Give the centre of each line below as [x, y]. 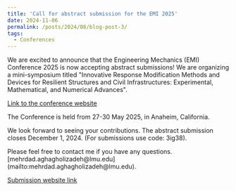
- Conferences [34, 40]
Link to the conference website [52, 103]
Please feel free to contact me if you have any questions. [90, 152]
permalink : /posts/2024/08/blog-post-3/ [68, 27]
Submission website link [42, 180]
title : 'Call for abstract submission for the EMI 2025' [93, 14]
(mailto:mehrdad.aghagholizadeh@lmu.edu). [72, 166]
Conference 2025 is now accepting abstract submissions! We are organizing [118, 67]
